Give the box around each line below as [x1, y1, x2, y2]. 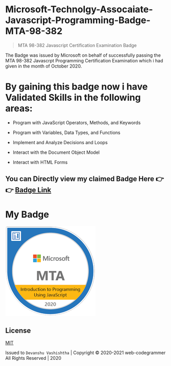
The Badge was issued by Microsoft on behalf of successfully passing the [5, 52, 161, 58]
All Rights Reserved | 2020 [5, 355, 62, 361]
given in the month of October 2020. [5, 63, 82, 69]
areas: [5, 103, 33, 115]
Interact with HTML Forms [12, 159, 68, 165]
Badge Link [15, 186, 52, 195]
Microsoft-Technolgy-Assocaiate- [5, 4, 153, 15]
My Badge [5, 209, 50, 220]
